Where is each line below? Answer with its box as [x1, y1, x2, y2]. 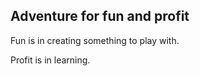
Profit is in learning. [10, 54, 91, 66]
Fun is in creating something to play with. [10, 34, 180, 46]
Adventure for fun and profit [10, 8, 190, 25]
